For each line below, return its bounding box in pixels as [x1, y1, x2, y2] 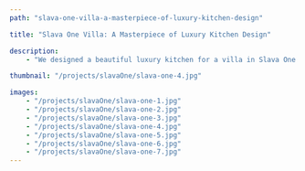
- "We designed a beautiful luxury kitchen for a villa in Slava [26, 55, 280, 64]
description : [9, 47, 59, 56]
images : [9, 88, 39, 97]
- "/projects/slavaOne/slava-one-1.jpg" [26, 97, 182, 106]
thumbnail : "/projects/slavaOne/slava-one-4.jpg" [9, 71, 203, 80]
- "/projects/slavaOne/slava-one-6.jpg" [26, 139, 182, 148]
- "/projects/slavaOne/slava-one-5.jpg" [26, 130, 182, 140]
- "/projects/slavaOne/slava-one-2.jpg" [26, 105, 182, 114]
